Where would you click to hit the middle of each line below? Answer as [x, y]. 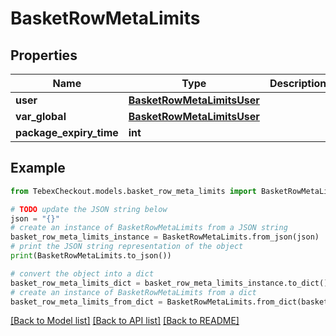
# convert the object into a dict [82, 273]
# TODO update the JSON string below [89, 209]
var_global [41, 116]
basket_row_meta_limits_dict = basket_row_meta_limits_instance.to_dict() [169, 283]
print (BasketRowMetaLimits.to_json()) [91, 256]
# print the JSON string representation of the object [127, 247]
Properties [44, 55]
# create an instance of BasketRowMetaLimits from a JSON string [149, 228]
